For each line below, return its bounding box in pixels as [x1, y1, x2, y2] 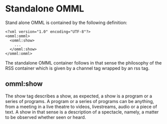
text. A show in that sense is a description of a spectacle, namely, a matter [5, 108, 159, 115]
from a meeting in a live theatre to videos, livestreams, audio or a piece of [5, 103, 157, 109]
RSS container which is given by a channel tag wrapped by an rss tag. [5, 65, 149, 71]
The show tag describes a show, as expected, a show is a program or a [5, 93, 152, 99]
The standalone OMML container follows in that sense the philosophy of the [5, 59, 162, 65]
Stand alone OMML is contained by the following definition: [5, 19, 127, 25]
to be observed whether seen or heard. [5, 114, 86, 120]
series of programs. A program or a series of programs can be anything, [5, 98, 154, 104]
